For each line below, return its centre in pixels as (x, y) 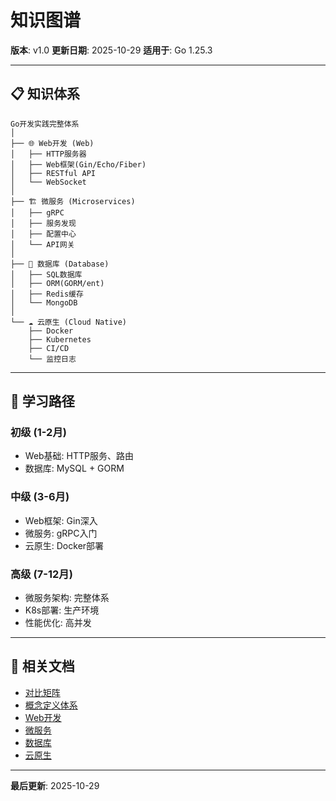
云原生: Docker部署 (64, 545)
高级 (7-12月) (41, 574)
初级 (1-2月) (38, 433)
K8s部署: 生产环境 (62, 610)
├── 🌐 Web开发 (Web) (52, 143)
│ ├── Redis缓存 (47, 294)
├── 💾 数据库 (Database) (60, 264)
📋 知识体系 (45, 94)
